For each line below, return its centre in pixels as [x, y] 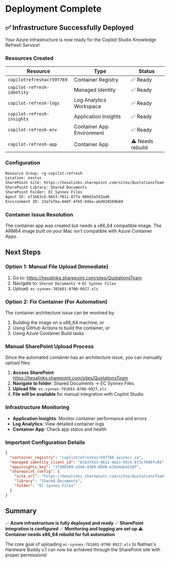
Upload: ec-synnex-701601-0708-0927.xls [55, 288]
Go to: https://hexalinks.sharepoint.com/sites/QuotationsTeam [77, 278]
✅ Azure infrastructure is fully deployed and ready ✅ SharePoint [74, 523]
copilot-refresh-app [32, 144]
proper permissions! [26, 555]
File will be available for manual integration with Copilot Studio [78, 394]
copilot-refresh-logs [34, 103]
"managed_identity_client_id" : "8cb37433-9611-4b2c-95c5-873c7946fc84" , [88, 462]
